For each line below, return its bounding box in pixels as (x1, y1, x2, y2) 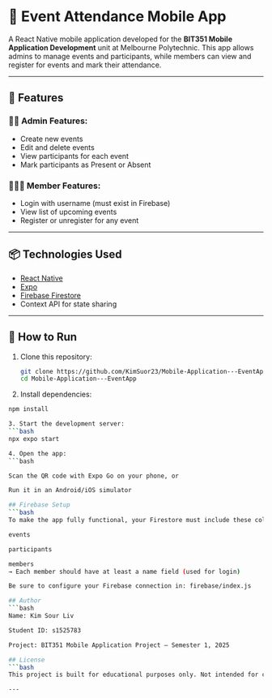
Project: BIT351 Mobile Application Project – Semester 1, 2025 (8, 640, 230, 649)
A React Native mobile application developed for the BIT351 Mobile (8, 34, 233, 44)
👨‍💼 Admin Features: (8, 115, 88, 126)
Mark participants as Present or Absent (19, 160, 151, 169)
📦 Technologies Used (8, 247, 123, 262)
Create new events (19, 134, 83, 143)
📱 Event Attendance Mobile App (8, 7, 227, 26)
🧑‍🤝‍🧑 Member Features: (8, 180, 101, 191)
